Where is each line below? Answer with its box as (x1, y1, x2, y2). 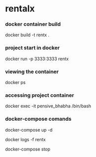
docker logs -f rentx (5, 136, 46, 142)
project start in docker (5, 44, 60, 51)
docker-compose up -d (5, 127, 53, 133)
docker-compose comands (5, 115, 72, 122)
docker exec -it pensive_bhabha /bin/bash (5, 103, 92, 109)
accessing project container (5, 92, 74, 98)
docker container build (5, 21, 61, 28)
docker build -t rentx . (5, 32, 49, 38)
